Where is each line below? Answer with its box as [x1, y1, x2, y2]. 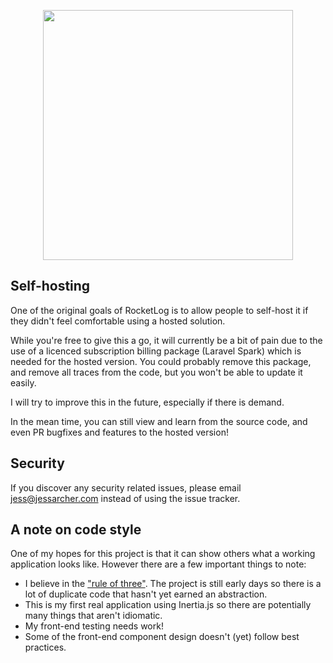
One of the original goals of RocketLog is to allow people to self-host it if [10, 304, 309, 316]
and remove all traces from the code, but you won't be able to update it [10, 366, 303, 378]
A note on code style [10, 521, 142, 539]
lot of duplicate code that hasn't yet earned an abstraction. [24, 588, 268, 600]
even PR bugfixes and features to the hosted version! [10, 426, 229, 438]
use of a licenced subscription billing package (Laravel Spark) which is [10, 345, 302, 357]
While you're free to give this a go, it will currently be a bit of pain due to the [10, 334, 323, 346]
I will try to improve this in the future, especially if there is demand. [10, 396, 285, 408]
